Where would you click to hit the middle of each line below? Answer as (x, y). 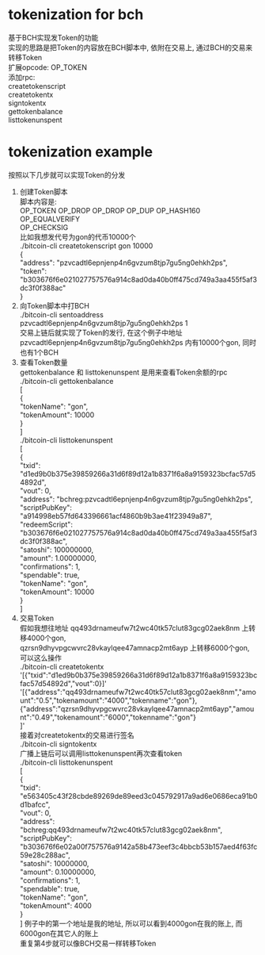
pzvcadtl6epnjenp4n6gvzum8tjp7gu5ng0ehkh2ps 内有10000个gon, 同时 (138, 342)
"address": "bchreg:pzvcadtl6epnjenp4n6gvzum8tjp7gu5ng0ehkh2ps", (136, 499)
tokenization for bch (76, 15)
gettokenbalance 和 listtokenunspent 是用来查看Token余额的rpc (123, 372)
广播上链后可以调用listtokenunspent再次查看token (101, 753)
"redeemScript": (46, 524)
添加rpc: (22, 77)
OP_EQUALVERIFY (50, 219)
